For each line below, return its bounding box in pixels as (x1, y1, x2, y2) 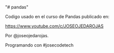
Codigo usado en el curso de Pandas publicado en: (5, 14, 110, 19)
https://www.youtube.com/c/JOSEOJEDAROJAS (5, 23, 104, 29)
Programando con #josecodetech (5, 42, 74, 48)
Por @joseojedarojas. (5, 33, 49, 38)
